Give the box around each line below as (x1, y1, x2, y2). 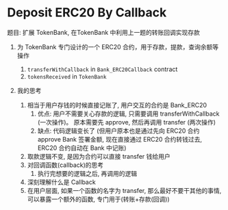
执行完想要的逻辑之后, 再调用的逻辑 (37, 169, 138, 177)
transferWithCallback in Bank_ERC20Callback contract (27, 65, 178, 73)
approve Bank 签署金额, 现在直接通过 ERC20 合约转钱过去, (37, 135, 203, 143)
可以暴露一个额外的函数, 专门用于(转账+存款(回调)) (27, 195, 170, 203)
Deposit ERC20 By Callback (7, 5, 167, 21)
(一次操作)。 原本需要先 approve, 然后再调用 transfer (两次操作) (37, 118, 216, 126)
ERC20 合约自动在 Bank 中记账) (37, 144, 127, 152)
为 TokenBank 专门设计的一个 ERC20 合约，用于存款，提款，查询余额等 (16, 42, 219, 51)
